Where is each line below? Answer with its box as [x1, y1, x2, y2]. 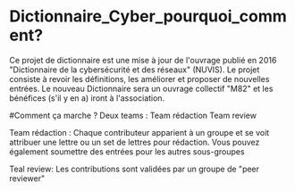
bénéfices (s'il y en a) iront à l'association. [9, 92, 165, 104]
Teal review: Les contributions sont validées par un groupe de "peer [9, 163, 260, 174]
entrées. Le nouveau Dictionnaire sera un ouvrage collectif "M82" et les [9, 83, 274, 94]
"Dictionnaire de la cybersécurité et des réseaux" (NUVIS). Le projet [9, 64, 260, 75]
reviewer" [9, 172, 46, 184]
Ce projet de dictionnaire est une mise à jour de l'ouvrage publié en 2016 [9, 54, 277, 65]
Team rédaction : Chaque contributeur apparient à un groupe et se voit [9, 127, 270, 137]
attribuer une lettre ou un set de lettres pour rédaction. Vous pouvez [9, 137, 260, 147]
